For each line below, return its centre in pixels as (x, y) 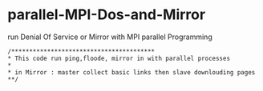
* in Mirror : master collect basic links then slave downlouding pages (131, 72)
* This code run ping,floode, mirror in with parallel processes (119, 58)
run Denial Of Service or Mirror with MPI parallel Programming (110, 37)
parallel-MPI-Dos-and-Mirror (107, 15)
